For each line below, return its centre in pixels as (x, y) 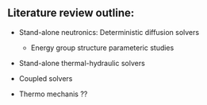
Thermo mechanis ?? (53, 94)
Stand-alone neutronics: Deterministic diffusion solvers (109, 32)
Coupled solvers (46, 78)
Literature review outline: (71, 13)
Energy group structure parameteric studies (102, 48)
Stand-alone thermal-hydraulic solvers (82, 63)
